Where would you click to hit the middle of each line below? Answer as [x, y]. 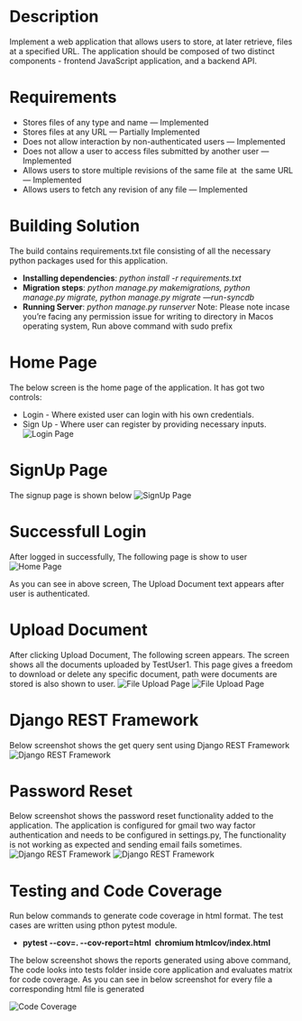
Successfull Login [78, 531]
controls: [26, 397]
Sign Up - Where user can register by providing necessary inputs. [145, 424]
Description [54, 17]
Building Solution [75, 226]
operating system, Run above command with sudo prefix [127, 326]
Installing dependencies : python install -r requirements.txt [132, 278]
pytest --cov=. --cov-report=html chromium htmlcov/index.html [146, 943]
